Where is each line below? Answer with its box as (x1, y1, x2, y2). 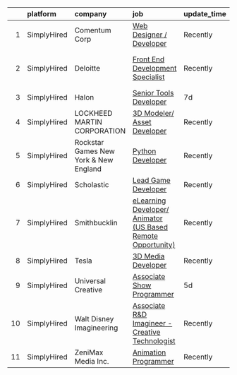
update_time (183, 9, 227, 18)
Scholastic (74, 180, 109, 189)
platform (27, 9, 56, 18)
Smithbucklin (74, 218, 118, 227)
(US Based (132, 222, 168, 232)
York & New (74, 155, 114, 165)
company (74, 9, 107, 18)
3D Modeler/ (132, 109, 174, 118)
